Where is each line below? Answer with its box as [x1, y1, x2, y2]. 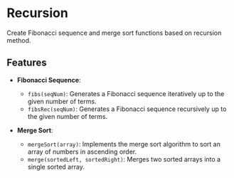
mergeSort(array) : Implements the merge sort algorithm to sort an [27, 140, 221, 148]
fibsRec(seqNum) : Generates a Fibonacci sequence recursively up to [27, 105, 227, 113]
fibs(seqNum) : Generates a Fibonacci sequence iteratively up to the [27, 89, 225, 98]
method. [6, 36, 31, 44]
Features [6, 57, 47, 69]
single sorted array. [27, 162, 85, 171]
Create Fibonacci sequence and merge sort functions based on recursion [6, 28, 222, 37]
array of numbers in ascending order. [27, 147, 137, 156]
